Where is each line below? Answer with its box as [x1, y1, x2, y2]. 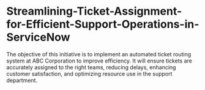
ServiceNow [6, 31, 70, 44]
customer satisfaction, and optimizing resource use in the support [6, 70, 173, 77]
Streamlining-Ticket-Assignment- [6, 4, 182, 18]
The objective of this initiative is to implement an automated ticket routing [6, 50, 192, 58]
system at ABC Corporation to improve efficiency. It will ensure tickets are [6, 57, 193, 64]
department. [6, 77, 38, 84]
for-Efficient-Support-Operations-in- [6, 17, 199, 31]
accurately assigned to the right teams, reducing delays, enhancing [6, 63, 176, 71]
